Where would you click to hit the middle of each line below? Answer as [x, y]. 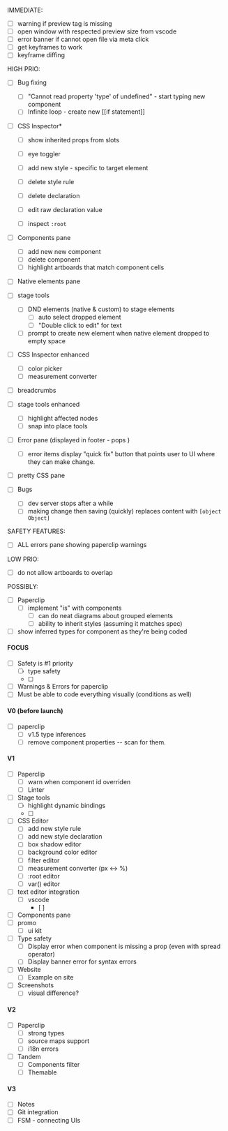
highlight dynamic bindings [67, 806]
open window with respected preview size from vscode [97, 31]
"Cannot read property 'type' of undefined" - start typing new [116, 96]
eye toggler [44, 153]
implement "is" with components [75, 608]
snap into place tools [58, 426]
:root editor [44, 876]
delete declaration [54, 195]
